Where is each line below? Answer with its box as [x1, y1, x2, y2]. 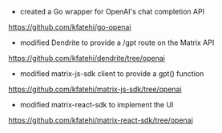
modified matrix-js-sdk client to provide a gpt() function [19, 69, 204, 79]
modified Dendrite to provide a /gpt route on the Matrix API [19, 38, 215, 47]
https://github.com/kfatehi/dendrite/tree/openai [8, 54, 166, 62]
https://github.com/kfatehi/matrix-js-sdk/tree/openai [8, 84, 182, 94]
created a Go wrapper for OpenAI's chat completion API [19, 7, 205, 16]
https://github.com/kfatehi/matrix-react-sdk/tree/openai [8, 115, 194, 125]
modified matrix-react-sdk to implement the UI [19, 100, 174, 109]
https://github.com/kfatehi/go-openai [8, 22, 131, 31]
